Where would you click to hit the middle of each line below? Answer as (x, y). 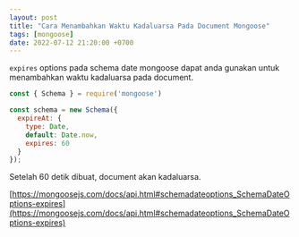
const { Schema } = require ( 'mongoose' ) (86, 94)
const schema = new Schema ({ (64, 110)
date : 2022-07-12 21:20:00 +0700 (72, 42)
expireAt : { (40, 118)
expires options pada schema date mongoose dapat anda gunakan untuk (145, 68)
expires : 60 (47, 143)
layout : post (34, 17)
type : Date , (47, 126)
